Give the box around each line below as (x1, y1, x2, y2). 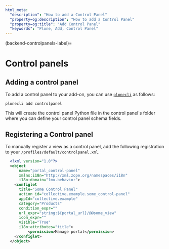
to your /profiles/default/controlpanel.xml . (5, 149, 100, 155)
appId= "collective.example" (18, 196, 78, 201)
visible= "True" (18, 220, 51, 225)
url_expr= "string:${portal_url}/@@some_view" (18, 211, 116, 216)
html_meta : (5, 7, 28, 13)
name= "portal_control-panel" (18, 168, 80, 173)
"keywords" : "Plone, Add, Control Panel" (10, 26, 99, 31)
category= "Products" (18, 201, 62, 206)
